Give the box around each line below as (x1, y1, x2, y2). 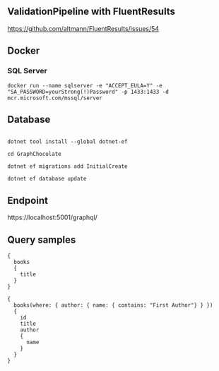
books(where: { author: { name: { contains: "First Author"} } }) (13, 301, 213, 309)
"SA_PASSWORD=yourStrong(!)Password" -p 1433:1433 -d (7, 88, 170, 95)
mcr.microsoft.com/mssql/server (7, 95, 102, 102)
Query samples (7, 233, 76, 245)
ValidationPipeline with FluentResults (7, 6, 175, 18)
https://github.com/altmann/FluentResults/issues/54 (7, 24, 160, 32)
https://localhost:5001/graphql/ (7, 213, 97, 221)
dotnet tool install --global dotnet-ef (7, 138, 129, 145)
